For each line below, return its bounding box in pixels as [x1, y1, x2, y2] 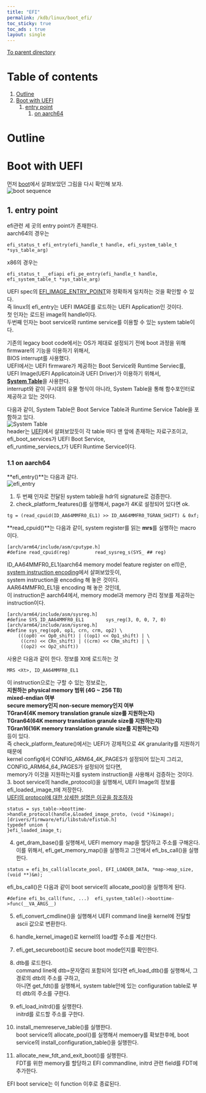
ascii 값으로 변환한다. [15, 920, 67, 928]
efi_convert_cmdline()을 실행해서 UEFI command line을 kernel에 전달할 [15, 912, 191, 920]
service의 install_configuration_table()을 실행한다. [15, 1039, 139, 1046]
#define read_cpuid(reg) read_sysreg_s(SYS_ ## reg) [7, 550, 167, 556]
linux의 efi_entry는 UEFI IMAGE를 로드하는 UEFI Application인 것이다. [13, 303, 183, 310]
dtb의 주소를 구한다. [22, 990, 71, 997]
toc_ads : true [7, 26, 46, 32]
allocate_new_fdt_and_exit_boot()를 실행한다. [15, 1052, 128, 1059]
